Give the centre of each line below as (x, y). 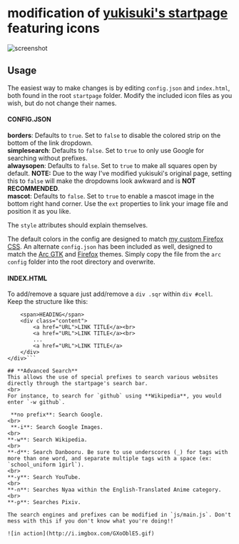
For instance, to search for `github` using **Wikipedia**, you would (115, 396)
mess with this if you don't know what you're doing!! (91, 521)
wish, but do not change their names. (62, 103)
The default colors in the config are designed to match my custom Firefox (115, 239)
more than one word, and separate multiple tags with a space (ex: (110, 459)
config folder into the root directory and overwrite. (81, 262)
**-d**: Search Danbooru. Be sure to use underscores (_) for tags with (118, 452)
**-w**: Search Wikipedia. (47, 440)
